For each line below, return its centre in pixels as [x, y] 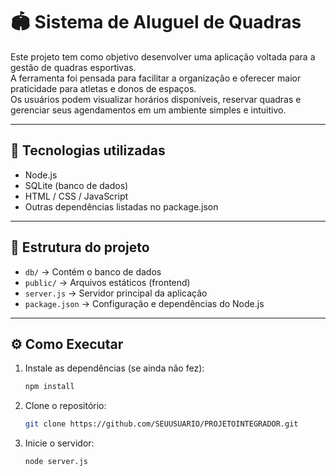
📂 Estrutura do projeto [80, 247]
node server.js [56, 462]
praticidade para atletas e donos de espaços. [103, 88]
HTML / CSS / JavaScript [76, 196]
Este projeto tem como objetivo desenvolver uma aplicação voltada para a [163, 56]
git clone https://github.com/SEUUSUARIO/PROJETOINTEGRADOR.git [161, 424]
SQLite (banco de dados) [76, 185]
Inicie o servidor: [59, 443]
